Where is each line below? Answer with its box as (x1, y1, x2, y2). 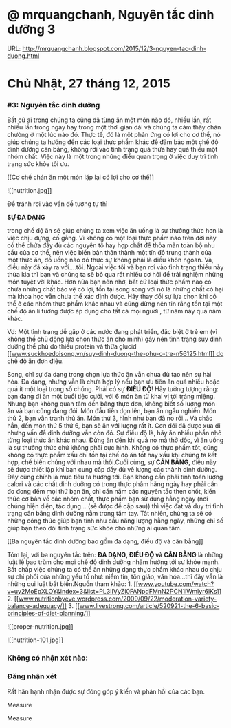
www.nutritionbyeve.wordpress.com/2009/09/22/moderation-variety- (18, 594, 217, 603)
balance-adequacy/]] (7, 602, 67, 610)
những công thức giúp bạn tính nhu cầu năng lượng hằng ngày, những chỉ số (7, 517, 224, 525)
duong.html (7, 52, 40, 60)
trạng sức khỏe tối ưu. (7, 160, 70, 168)
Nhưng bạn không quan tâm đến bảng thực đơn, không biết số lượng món (7, 399, 215, 408)
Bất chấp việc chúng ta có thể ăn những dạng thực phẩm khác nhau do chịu (7, 565, 222, 574)
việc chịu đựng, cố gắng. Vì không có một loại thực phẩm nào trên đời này (7, 234, 217, 242)
